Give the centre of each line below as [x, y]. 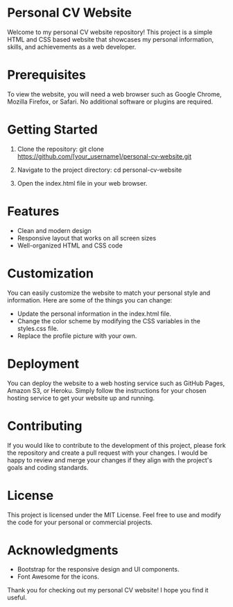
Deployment [43, 364]
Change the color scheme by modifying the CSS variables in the [109, 321]
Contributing [45, 426]
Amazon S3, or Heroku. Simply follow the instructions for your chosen [107, 390]
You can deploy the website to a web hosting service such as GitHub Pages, [116, 383]
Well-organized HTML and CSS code [70, 245]
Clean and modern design [54, 230]
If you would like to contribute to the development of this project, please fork [116, 445]
